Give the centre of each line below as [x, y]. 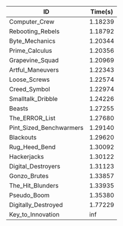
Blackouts [23, 137]
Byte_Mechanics [32, 41]
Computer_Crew [32, 22]
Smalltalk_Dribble [34, 99]
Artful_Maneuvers [34, 70]
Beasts [19, 108]
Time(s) [102, 12]
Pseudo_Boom [29, 195]
